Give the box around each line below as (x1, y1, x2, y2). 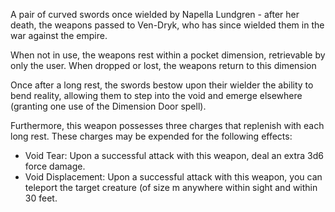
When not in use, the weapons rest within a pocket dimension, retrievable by (10, 49, 326, 61)
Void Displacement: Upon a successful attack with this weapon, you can (24, 171, 323, 183)
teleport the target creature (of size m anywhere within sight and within (24, 182, 318, 193)
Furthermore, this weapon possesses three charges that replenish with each (10, 120, 325, 131)
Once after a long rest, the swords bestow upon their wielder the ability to (10, 79, 314, 91)
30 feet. (24, 192, 58, 204)
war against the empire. (10, 30, 108, 41)
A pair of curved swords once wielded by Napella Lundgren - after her (10, 9, 300, 20)
